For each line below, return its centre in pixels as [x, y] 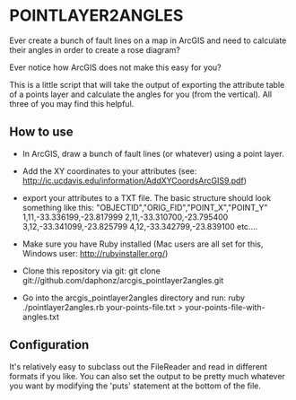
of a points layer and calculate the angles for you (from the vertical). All [140, 94]
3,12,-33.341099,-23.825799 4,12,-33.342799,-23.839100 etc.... [140, 226]
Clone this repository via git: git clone [91, 271]
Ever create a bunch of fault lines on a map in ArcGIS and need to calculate [148, 40]
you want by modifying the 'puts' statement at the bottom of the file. [135, 386]
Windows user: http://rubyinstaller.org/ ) [95, 253]
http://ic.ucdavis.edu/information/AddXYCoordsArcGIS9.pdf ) [134, 180]
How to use [41, 132]
